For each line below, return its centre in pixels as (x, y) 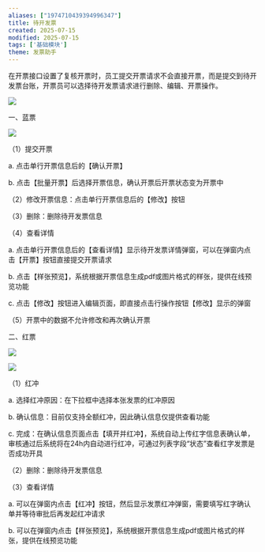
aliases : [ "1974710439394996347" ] (65, 15)
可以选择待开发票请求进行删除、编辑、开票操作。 (142, 85)
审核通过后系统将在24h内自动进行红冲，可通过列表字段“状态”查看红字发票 (128, 443)
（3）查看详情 (31, 487)
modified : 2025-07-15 (44, 38)
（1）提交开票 (30, 149)
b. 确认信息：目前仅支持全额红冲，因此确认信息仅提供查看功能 (109, 417)
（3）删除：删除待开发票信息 (55, 216)
